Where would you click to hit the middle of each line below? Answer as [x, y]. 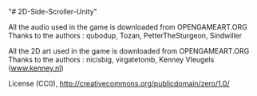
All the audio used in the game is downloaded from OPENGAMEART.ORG [128, 27]
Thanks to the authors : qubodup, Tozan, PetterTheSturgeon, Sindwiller [125, 36]
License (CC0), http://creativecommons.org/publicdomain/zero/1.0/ [119, 84]
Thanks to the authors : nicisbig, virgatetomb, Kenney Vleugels [111, 60]
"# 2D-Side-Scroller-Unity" [53, 12]
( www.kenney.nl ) [36, 68]
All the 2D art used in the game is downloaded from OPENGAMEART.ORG [129, 51]
